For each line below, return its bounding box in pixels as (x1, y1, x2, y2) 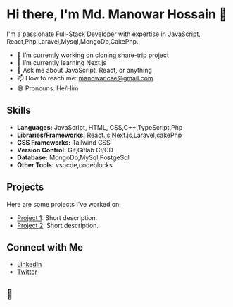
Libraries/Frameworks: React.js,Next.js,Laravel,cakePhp (16, 131, 182, 139)
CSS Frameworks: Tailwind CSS (16, 138, 111, 147)
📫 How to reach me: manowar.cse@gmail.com (16, 73, 153, 82)
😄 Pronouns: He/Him (16, 84, 79, 92)
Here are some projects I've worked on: (6, 200, 121, 208)
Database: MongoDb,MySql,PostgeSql (16, 153, 130, 162)
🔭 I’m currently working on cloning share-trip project (16, 51, 170, 59)
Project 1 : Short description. (16, 213, 98, 222)
